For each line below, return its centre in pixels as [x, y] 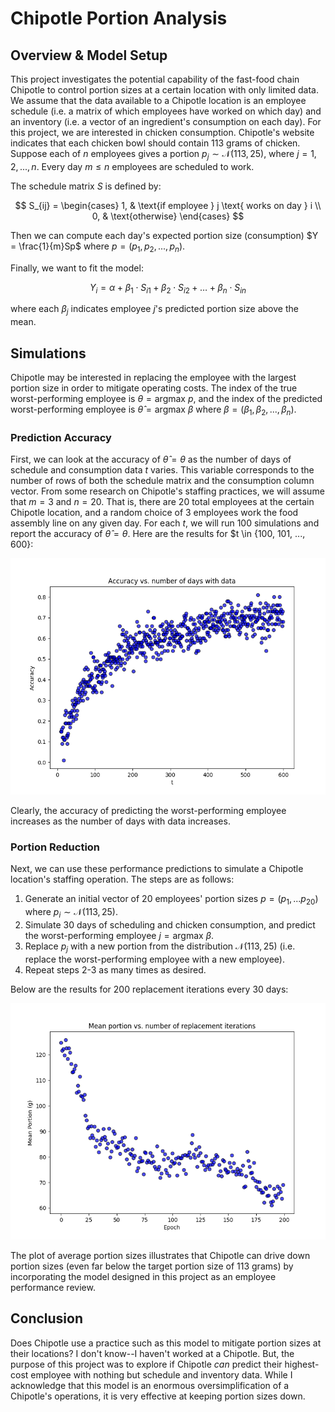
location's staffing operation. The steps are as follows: [122, 879]
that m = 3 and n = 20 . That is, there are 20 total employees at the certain [162, 502]
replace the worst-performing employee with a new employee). [155, 959]
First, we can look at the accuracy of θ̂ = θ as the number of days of [151, 459]
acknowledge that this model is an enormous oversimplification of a [150, 1385]
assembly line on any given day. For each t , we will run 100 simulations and [165, 523]
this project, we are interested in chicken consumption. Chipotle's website [162, 132]
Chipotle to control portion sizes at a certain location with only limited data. [164, 90]
